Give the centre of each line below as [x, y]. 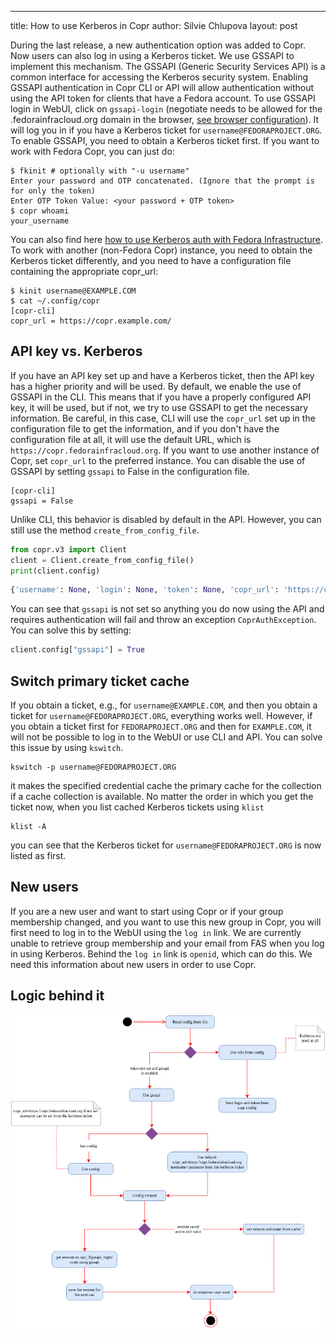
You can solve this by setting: [71, 630]
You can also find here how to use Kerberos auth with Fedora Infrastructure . [166, 239]
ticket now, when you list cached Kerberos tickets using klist [137, 807]
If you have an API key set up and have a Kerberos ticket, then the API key [162, 375]
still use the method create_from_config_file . [105, 530]
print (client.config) [55, 571]
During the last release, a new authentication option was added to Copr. [158, 45]
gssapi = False [42, 501]
